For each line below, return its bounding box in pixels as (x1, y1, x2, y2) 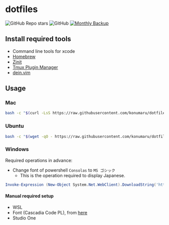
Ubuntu (5, 122, 24, 129)
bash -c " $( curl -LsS (5, 111, 51, 116)
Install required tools (5, 35, 71, 43)
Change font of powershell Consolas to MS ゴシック (12, 167, 116, 173)
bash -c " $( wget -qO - (5, 134, 53, 139)
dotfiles (5, 4, 38, 15)
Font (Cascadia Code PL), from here (12, 209, 88, 215)
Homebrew (12, 53, 36, 59)
